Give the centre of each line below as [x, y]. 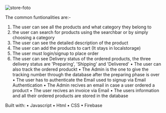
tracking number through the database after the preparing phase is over [86, 74]
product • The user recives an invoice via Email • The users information [86, 90]
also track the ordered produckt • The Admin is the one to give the [81, 69]
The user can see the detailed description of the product [70, 43]
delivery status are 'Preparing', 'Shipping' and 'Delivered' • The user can [87, 64]
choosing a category [34, 38]
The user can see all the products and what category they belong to [82, 27]
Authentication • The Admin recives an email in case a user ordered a [83, 85]
